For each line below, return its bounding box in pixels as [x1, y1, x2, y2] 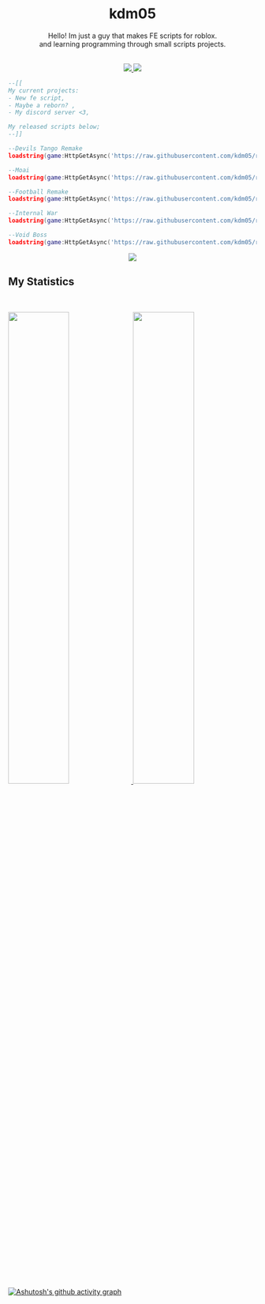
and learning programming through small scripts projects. [39, 39, 226, 48]
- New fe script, [8, 94, 65, 102]
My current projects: [8, 86, 80, 95]
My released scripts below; [8, 123, 101, 131]
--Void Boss [8, 231, 47, 239]
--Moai [8, 166, 30, 174]
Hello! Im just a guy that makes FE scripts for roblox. [47, 31, 218, 40]
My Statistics [8, 275, 75, 288]
